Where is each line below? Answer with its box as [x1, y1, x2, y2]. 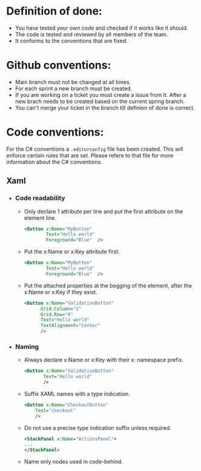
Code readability [15, 194, 65, 202]
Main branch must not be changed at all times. [15, 78, 131, 85]
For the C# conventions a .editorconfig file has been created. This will [6, 145, 183, 153]
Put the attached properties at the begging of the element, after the [24, 282, 193, 289]
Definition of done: [6, 4, 103, 18]
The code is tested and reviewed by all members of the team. [15, 30, 168, 38]
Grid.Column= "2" [40, 306, 82, 312]
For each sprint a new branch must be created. [15, 85, 133, 92]
